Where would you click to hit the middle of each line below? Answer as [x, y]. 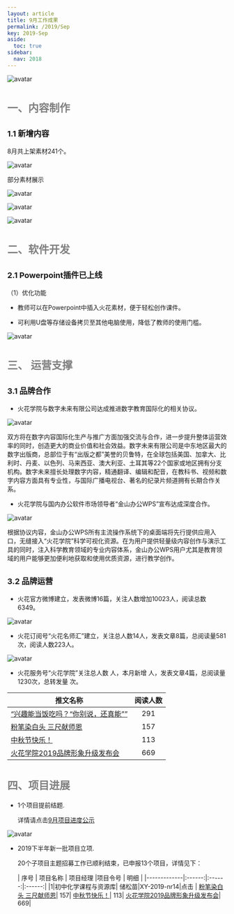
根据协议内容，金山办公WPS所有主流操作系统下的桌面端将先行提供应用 [109, 532]
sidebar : [20, 53]
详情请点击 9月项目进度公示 [56, 820]
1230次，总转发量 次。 [49, 681]
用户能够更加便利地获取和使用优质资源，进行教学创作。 [99, 558]
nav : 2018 [28, 59]
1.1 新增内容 [29, 134]
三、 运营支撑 [40, 365]
